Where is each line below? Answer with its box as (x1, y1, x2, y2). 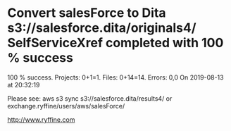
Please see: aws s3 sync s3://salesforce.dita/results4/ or (7, 94, 173, 103)
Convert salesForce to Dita (7, 5, 167, 21)
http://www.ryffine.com (7, 115, 75, 124)
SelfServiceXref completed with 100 (7, 35, 224, 51)
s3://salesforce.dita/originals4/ (7, 20, 196, 36)
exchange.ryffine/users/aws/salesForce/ (7, 101, 125, 110)
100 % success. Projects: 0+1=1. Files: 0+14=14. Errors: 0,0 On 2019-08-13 (7, 73, 224, 82)
